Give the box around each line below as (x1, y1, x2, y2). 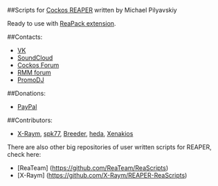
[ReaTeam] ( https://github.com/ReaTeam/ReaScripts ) (17, 164, 169, 172)
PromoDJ (17, 76, 44, 84)
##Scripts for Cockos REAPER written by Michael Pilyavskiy (7, 6, 178, 14)
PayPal (17, 103, 37, 110)
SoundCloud (17, 53, 53, 62)
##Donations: (7, 90, 46, 97)
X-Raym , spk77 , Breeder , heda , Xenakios (17, 130, 134, 137)
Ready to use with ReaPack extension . (7, 19, 116, 27)
